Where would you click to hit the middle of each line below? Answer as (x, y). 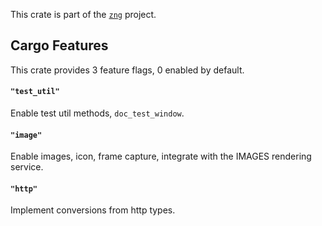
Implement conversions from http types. (93, 210)
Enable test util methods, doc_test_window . (97, 113)
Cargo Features (59, 45)
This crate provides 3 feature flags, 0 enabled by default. (127, 70)
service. (27, 167)
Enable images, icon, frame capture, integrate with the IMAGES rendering (161, 156)
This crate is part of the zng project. (83, 14)
